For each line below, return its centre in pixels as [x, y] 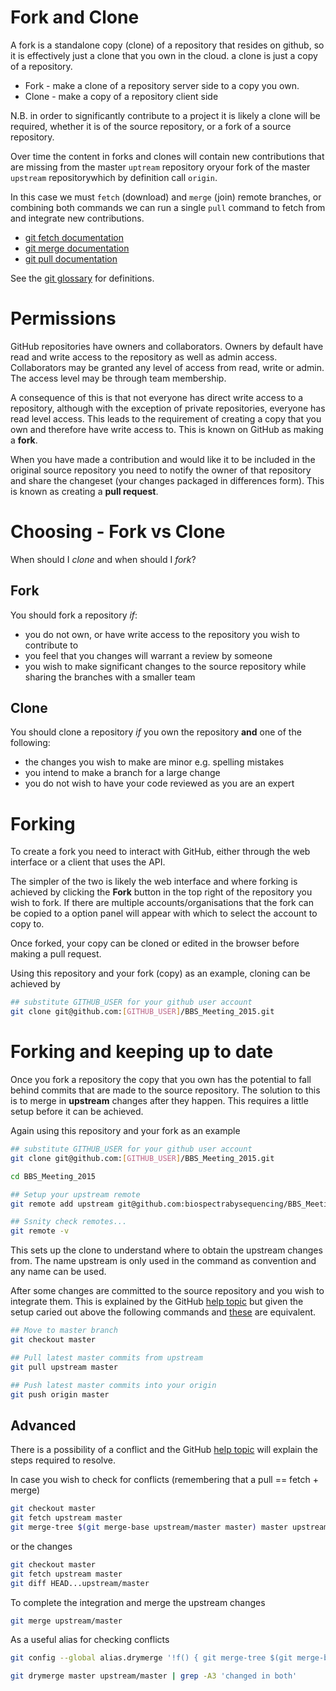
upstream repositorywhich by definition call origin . [114, 177]
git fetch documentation [74, 237]
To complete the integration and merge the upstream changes [138, 1602]
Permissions [63, 318]
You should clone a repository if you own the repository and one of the [156, 732]
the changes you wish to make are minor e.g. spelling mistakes [154, 762]
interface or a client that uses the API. [88, 862]
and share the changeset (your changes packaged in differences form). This [167, 480]
